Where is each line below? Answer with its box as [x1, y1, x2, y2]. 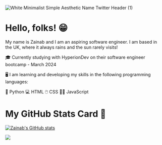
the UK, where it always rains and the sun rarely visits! [5, 44, 118, 50]
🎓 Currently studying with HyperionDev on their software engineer [5, 54, 145, 60]
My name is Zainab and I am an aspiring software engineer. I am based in [5, 39, 157, 45]
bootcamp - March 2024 [5, 61, 57, 67]
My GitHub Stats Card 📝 [5, 108, 106, 120]
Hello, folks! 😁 [5, 23, 68, 34]
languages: [5, 78, 29, 85]
